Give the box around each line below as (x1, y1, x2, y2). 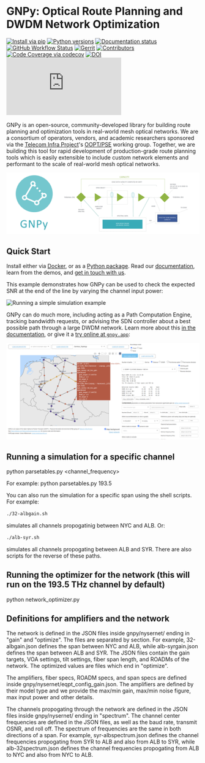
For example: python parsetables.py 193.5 (6, 480, 112, 487)
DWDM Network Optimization (6, 17, 160, 31)
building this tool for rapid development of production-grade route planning (6, 147, 196, 155)
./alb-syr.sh (6, 534, 40, 540)
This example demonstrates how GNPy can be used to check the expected (6, 281, 195, 288)
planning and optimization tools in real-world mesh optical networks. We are (6, 128, 199, 135)
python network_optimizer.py (6, 596, 80, 603)
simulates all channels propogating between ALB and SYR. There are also (6, 545, 192, 553)
